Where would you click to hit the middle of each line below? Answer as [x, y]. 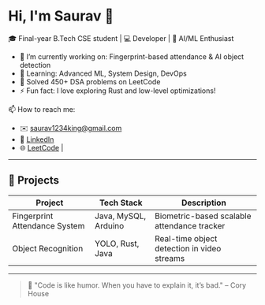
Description [203, 203]
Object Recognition [48, 248]
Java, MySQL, [120, 216]
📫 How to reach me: [42, 109]
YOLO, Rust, [117, 244]
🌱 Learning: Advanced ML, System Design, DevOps [103, 73]
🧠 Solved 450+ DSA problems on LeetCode [90, 81]
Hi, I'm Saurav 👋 [61, 16]
